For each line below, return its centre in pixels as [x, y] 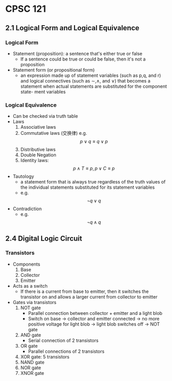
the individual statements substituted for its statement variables [88, 187]
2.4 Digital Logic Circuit [44, 238]
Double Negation [38, 155]
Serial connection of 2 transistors [63, 340]
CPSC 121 [26, 9]
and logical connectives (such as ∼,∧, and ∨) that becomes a [85, 81]
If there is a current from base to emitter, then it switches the [84, 291]
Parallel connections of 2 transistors [66, 351]
